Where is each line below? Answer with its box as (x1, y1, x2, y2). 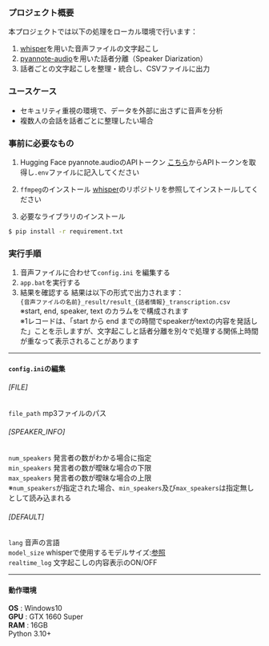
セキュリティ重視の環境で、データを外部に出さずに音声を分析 (19, 106, 223, 115)
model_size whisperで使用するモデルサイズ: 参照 (8, 547, 166, 558)
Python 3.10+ (8, 629, 52, 639)
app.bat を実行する (19, 278, 81, 288)
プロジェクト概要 (8, 6, 74, 18)
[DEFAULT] (8, 511, 45, 522)
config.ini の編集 (8, 363, 66, 373)
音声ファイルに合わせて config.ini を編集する (19, 268, 171, 277)
